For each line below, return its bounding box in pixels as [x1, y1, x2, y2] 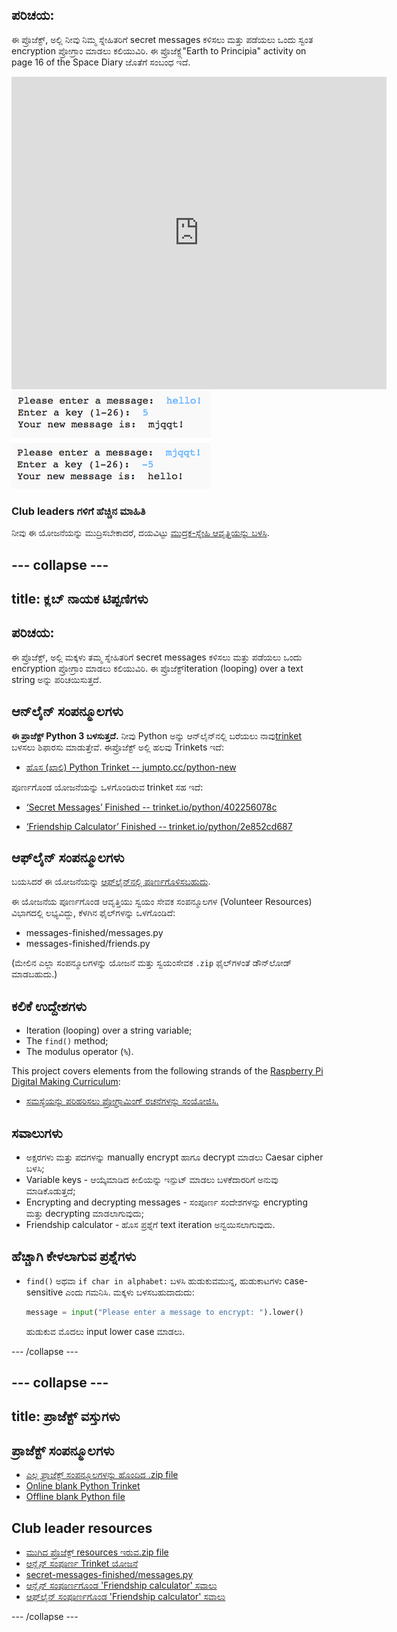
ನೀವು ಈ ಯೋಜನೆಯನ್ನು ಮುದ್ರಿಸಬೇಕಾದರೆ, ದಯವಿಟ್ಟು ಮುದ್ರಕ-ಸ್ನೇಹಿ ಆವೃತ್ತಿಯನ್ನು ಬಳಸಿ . [11, 527, 270, 539]
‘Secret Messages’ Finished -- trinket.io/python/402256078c [25, 801, 278, 813]
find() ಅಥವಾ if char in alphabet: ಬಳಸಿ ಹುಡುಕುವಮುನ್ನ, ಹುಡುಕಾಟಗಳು [25, 1274, 283, 1287]
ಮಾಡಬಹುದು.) [11, 968, 58, 980]
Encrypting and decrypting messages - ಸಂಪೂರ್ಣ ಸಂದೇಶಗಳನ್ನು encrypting [25, 1196, 308, 1208]
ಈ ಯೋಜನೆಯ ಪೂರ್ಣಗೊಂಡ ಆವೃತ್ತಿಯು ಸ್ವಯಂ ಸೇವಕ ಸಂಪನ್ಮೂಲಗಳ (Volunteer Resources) [11, 896, 313, 908]
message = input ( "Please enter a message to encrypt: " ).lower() [25, 1307, 304, 1317]
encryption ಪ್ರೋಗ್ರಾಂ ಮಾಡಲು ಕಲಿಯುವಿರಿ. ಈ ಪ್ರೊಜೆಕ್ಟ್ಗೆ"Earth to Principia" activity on [11, 44, 307, 57]
